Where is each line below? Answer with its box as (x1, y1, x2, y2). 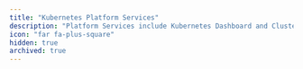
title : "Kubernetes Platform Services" (9, 13, 160, 22)
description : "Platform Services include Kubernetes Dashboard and (9, 22, 269, 30)
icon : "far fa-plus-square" (9, 30, 115, 39)
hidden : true (9, 38, 59, 47)
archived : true (9, 47, 67, 56)
